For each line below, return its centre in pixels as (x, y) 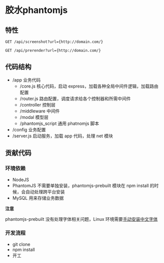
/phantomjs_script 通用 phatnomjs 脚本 (59, 123)
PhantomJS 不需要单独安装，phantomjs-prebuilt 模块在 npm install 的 (83, 185)
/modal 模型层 (34, 117)
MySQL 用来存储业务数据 (38, 198)
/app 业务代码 (26, 80)
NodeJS (21, 179)
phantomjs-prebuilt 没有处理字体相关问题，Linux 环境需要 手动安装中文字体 (82, 219)
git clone (21, 244)
